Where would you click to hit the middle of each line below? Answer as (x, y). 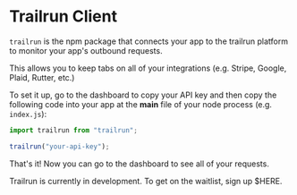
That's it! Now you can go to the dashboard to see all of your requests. (140, 164)
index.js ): (28, 114)
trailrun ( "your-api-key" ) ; (59, 146)
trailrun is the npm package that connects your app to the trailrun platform (149, 41)
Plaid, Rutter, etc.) (42, 77)
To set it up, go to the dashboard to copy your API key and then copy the (143, 95)
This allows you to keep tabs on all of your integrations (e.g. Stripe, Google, (148, 68)
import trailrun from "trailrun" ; (74, 130)
